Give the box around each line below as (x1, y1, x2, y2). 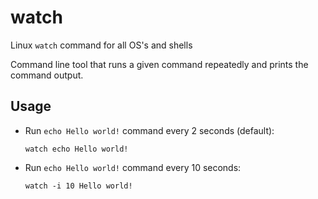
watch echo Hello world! (24, 144, 129, 154)
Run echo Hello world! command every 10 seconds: (24, 161, 242, 173)
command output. (10, 69, 84, 81)
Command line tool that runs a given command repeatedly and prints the (10, 58, 309, 70)
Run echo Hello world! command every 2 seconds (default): (24, 124, 275, 136)
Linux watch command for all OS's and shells (10, 39, 193, 51)
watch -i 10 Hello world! (24, 181, 133, 191)
